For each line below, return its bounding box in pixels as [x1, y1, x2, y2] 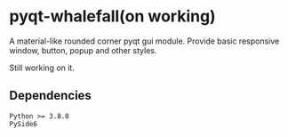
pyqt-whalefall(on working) [9, 6, 216, 27]
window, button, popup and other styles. [9, 44, 157, 55]
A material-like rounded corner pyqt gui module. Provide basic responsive [9, 36, 280, 46]
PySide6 [9, 119, 38, 128]
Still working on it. [9, 62, 76, 73]
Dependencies [9, 88, 92, 103]
